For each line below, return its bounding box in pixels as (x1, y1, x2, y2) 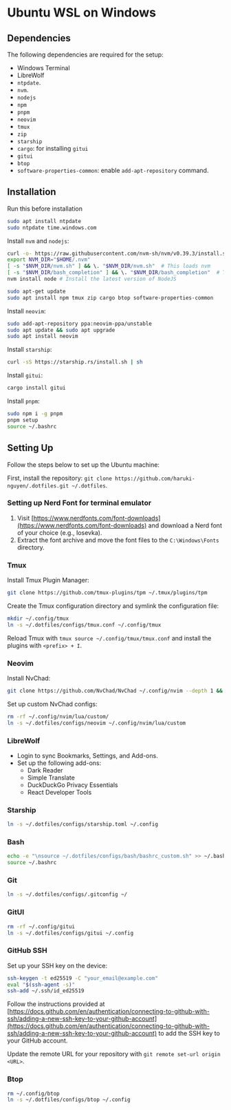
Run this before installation (7, 205, 82, 213)
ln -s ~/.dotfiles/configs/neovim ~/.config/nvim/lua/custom (7, 720, 186, 726)
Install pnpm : (7, 397, 40, 406)
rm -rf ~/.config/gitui (7, 923, 76, 930)
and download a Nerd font (148, 521, 222, 530)
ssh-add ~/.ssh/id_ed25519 (7, 987, 85, 994)
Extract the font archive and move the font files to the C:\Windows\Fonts (16, 536, 219, 544)
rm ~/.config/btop (7, 1090, 60, 1097)
